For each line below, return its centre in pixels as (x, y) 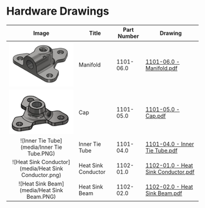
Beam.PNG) (41, 196)
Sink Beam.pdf (164, 193)
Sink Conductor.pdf (170, 171)
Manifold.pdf (162, 68)
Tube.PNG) (41, 154)
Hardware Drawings (58, 11)
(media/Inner (37, 147)
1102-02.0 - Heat (169, 187)
